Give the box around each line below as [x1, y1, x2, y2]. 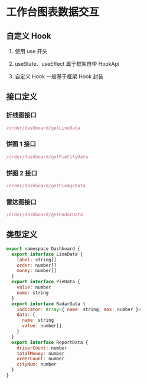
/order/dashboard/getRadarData [6, 212, 83, 218]
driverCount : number [17, 345, 67, 351]
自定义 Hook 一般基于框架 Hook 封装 [14, 73, 104, 80]
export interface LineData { [11, 251, 83, 257]
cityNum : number [17, 361, 57, 367]
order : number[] [17, 262, 57, 268]
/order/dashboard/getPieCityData [6, 153, 89, 160]
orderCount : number [17, 356, 65, 362]
